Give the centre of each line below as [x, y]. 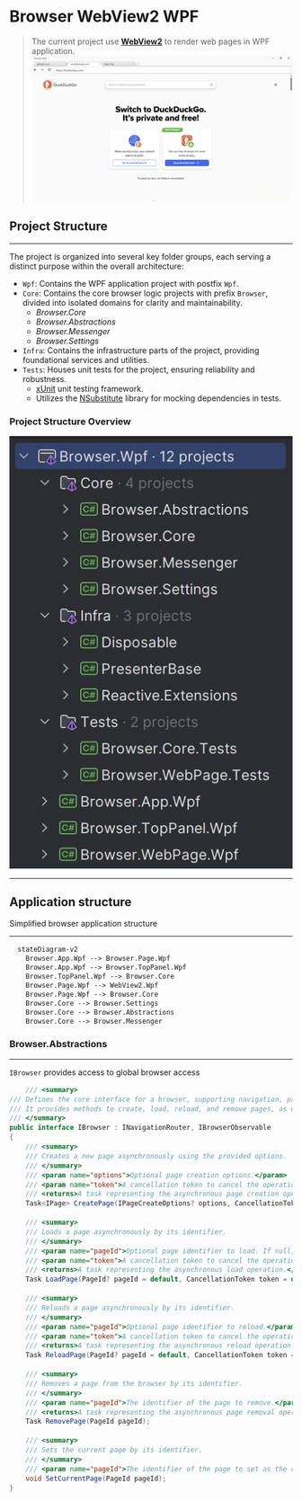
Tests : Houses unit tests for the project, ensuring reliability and [138, 369]
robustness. [44, 378]
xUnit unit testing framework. [89, 388]
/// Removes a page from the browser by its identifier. [134, 1383]
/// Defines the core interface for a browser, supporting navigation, [146, 1099]
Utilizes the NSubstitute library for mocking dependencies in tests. [158, 398]
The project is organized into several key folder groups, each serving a [140, 256]
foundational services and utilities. [86, 360]
